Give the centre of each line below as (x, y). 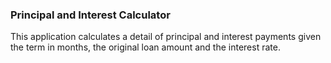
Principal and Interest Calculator (90, 15)
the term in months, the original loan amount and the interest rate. (145, 47)
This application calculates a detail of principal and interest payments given (166, 37)
